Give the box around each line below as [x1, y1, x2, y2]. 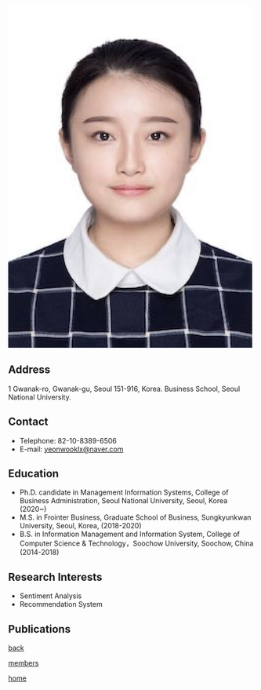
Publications [8, 622, 71, 636]
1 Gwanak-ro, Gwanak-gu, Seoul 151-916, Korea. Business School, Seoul [8, 384, 241, 393]
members [8, 659, 39, 668]
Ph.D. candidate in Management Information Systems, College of [19, 487, 229, 497]
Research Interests [8, 570, 103, 583]
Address [8, 363, 51, 377]
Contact [8, 415, 49, 429]
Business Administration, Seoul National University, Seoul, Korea [19, 496, 228, 506]
